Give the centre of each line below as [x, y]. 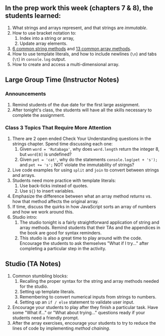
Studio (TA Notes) [33, 264]
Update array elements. [43, 43]
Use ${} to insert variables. [47, 191]
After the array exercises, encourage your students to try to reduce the [84, 323]
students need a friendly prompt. [46, 318]
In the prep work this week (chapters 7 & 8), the [79, 8]
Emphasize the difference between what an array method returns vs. [82, 196]
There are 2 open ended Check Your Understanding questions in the [82, 138]
